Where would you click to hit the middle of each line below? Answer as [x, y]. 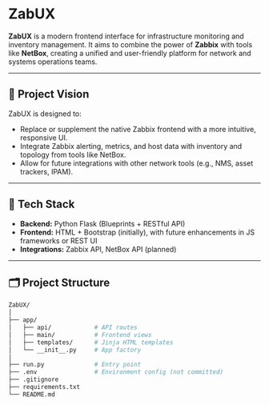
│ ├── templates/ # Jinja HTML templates [91, 342]
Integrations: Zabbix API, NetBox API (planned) [98, 249]
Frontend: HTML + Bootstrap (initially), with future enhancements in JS [137, 232]
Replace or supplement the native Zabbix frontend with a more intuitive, [138, 129]
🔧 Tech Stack [42, 205]
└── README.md [32, 394]
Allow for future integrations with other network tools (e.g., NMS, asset [137, 163]
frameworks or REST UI [58, 240]
